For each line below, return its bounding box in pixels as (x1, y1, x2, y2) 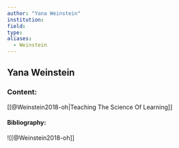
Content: (7, 87, 38, 97)
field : (7, 23, 26, 29)
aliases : (7, 35, 32, 42)
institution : (7, 16, 44, 23)
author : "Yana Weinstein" (7, 10, 81, 17)
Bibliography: (7, 119, 46, 127)
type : (7, 29, 23, 36)
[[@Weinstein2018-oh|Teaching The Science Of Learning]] (7, 103, 173, 111)
